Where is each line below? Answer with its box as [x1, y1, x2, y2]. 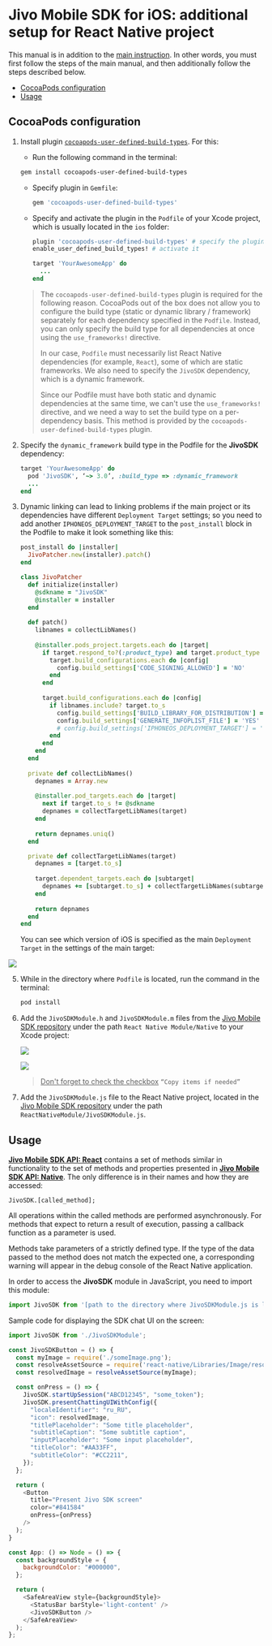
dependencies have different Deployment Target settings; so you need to [19, 510, 262, 521]
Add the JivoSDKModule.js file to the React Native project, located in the [19, 1092, 259, 1102]
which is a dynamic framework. [40, 374, 145, 383]
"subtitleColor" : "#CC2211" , [29, 1451, 129, 1459]
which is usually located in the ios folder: [32, 222, 170, 231]
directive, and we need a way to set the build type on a [40, 407, 224, 417]
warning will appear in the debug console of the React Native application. [8, 1260, 253, 1270]
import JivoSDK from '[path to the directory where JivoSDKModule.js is [8, 1301, 259, 1309]
